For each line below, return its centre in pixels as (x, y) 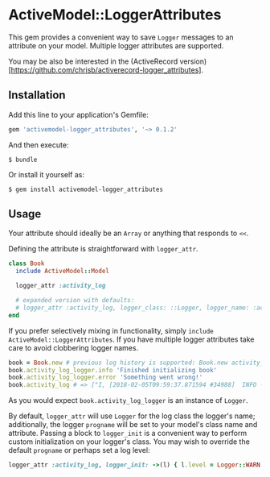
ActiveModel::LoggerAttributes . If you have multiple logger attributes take (131, 339)
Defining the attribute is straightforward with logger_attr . (103, 249)
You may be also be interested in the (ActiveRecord (93, 61)
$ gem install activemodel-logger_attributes (86, 189)
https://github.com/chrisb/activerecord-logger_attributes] (106, 69)
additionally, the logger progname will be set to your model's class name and (133, 425)
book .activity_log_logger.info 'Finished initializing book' (113, 370)
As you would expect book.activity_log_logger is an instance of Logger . (128, 400)
